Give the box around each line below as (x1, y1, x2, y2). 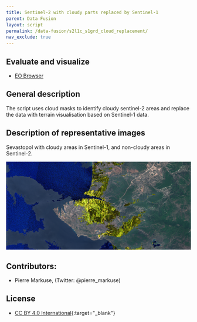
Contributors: (6, 261, 57, 271)
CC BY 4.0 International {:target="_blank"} (14, 309, 116, 316)
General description (6, 89, 80, 99)
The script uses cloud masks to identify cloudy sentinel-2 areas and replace (6, 104, 189, 111)
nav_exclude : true (6, 34, 51, 40)
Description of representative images (6, 128, 145, 138)
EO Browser (14, 72, 44, 79)
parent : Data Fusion (6, 15, 57, 22)
